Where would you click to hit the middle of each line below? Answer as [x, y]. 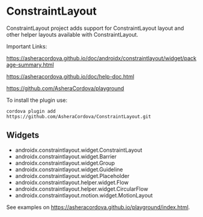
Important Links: [27, 46]
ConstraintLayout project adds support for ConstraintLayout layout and [95, 28]
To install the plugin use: [37, 100]
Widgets [23, 135]
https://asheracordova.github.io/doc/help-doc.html [70, 76]
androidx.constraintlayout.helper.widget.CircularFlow [81, 189]
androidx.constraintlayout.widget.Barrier [66, 156]
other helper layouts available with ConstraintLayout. [72, 34]
